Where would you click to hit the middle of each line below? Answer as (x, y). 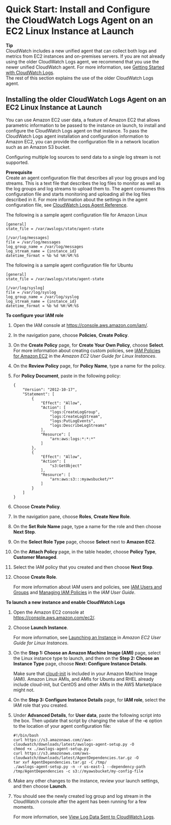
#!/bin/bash (26, 735)
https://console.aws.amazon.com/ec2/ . (54, 617)
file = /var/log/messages (33, 242)
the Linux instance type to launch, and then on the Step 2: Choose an (86, 658)
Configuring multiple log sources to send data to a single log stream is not (83, 157)
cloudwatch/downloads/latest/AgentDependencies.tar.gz (73, 758)
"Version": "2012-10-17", (50, 389)
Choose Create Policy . (37, 506)
